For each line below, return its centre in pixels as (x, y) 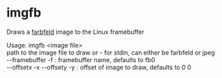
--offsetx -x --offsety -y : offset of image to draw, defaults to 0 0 (99, 67)
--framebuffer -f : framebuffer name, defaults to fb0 (81, 59)
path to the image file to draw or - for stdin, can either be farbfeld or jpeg (111, 52)
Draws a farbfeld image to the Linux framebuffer (76, 32)
